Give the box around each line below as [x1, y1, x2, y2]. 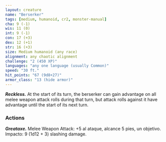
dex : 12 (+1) [5, 40, 33, 45]
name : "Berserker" [5, 12, 44, 17]
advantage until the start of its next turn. [5, 101, 89, 108]
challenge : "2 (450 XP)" [5, 59, 57, 64]
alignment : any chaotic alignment [5, 54, 78, 59]
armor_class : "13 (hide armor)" [5, 77, 73, 82]
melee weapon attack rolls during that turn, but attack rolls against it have [5, 96, 157, 102]
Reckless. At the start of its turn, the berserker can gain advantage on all [5, 91, 156, 97]
